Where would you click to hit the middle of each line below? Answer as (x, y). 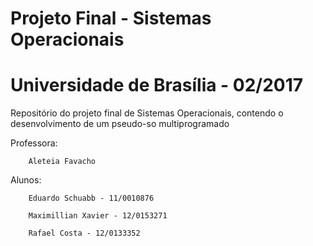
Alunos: (26, 180)
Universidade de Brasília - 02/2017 (157, 85)
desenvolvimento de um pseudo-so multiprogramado (120, 124)
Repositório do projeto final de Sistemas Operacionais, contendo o (147, 113)
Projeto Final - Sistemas (111, 18)
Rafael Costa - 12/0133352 (84, 233)
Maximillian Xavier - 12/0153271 (98, 216)
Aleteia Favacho (62, 162)
